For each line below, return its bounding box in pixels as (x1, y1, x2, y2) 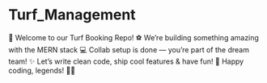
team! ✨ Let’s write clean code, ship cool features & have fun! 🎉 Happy (8, 56, 244, 66)
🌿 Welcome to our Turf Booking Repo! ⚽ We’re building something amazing (8, 32, 259, 42)
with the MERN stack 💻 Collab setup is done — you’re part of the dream (8, 44, 249, 54)
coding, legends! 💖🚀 (8, 65, 76, 75)
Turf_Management (8, 6, 136, 24)
